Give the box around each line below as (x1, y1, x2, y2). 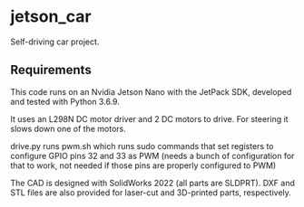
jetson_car (10, 6, 92, 27)
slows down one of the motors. (10, 123, 126, 134)
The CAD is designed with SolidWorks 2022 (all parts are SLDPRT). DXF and (10, 177, 296, 188)
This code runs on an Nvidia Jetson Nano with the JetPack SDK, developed (10, 86, 292, 97)
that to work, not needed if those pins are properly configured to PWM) (10, 160, 277, 171)
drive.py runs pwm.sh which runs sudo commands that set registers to (10, 140, 275, 151)
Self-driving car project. (10, 36, 100, 47)
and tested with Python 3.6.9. (10, 96, 121, 107)
